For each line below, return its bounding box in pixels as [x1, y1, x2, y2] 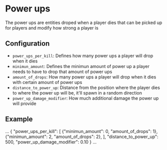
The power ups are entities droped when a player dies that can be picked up [5, 19, 162, 25]
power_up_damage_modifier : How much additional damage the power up [12, 95, 159, 101]
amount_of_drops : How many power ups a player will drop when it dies [12, 73, 156, 80]
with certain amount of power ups [12, 79, 82, 85]
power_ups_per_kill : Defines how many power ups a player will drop [12, 52, 153, 58]
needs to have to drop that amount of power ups [12, 68, 112, 74]
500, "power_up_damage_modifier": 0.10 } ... [5, 138, 97, 145]
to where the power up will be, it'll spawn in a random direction [12, 89, 142, 95]
